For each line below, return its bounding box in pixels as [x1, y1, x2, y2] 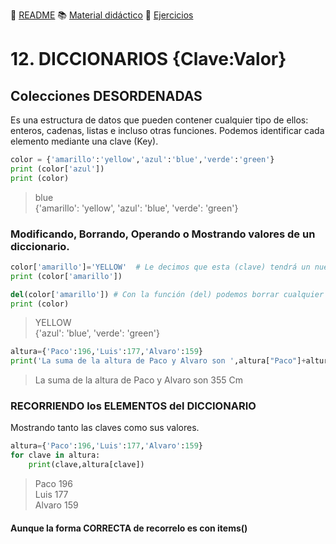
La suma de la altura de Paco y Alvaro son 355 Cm [34, 374, 243, 386]
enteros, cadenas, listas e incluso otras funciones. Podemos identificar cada [10, 125, 325, 136]
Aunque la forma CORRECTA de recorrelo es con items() [10, 522, 248, 534]
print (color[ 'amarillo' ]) [10, 271, 123, 281]
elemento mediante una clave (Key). [10, 135, 159, 147]
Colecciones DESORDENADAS [10, 87, 203, 104]
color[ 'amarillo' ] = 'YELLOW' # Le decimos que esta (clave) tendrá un [10, 262, 311, 272]
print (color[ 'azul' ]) [10, 164, 105, 174]
